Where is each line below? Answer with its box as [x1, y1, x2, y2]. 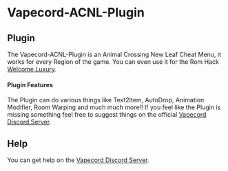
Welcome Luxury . [7, 65, 57, 73]
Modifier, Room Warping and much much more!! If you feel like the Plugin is [7, 103, 221, 111]
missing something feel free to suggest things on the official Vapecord [7, 111, 207, 119]
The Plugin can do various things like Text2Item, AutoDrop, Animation [7, 96, 205, 104]
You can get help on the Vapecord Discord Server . [7, 156, 149, 164]
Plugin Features [7, 80, 54, 89]
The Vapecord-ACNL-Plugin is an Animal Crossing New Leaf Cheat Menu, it [7, 50, 222, 58]
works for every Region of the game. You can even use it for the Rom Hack [7, 58, 219, 66]
